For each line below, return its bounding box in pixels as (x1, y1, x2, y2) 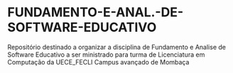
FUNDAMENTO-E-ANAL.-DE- (7, 4, 184, 21)
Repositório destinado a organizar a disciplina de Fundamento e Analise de (7, 43, 226, 51)
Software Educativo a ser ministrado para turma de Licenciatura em (7, 50, 205, 59)
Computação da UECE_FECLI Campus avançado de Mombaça (7, 57, 190, 66)
